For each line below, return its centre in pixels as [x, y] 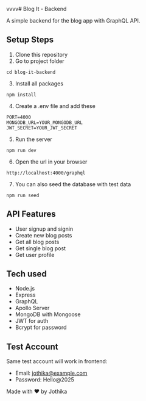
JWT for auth [32, 321]
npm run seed [23, 195]
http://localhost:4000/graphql [46, 173]
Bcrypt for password [41, 327]
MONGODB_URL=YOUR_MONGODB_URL [45, 122]
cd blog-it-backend [31, 72]
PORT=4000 [19, 117]
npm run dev [21, 150]
